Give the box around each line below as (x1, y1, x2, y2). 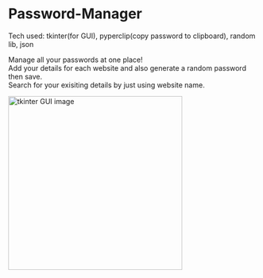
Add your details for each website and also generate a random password (8, 63, 246, 72)
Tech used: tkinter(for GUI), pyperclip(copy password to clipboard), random (8, 31, 256, 41)
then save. (8, 71, 43, 81)
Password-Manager (8, 5, 143, 23)
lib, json (8, 39, 34, 48)
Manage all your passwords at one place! (8, 55, 143, 64)
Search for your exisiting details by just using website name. (8, 80, 205, 90)
